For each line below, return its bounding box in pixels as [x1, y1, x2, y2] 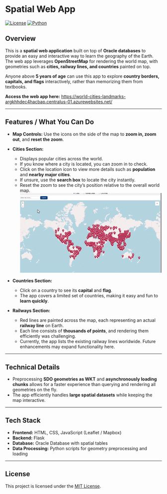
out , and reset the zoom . [12, 136, 64, 142]
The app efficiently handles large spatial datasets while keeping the [12, 392, 153, 398]
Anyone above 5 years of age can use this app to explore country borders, [5, 73, 160, 79]
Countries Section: [12, 278, 52, 284]
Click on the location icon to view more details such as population [19, 166, 156, 172]
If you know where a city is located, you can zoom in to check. [19, 161, 148, 167]
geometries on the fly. [12, 387, 58, 393]
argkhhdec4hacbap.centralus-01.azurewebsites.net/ [5, 99, 113, 105]
